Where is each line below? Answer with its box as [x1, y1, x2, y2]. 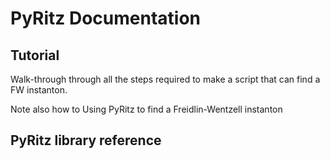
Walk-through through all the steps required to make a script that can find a [10, 73, 321, 85]
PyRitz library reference [10, 132, 162, 149]
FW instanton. [10, 84, 68, 96]
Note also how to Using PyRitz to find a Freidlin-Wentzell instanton [10, 103, 283, 115]
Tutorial [10, 47, 60, 64]
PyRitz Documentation [10, 7, 202, 30]
